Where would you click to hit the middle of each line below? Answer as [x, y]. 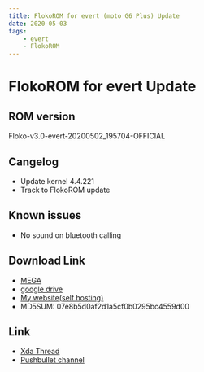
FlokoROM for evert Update [102, 87]
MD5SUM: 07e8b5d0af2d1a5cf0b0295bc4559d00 [104, 306]
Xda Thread [40, 352]
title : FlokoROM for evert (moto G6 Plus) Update [94, 16]
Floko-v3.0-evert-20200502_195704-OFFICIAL [87, 136]
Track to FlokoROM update [65, 190]
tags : [17, 31]
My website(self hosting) [62, 297]
